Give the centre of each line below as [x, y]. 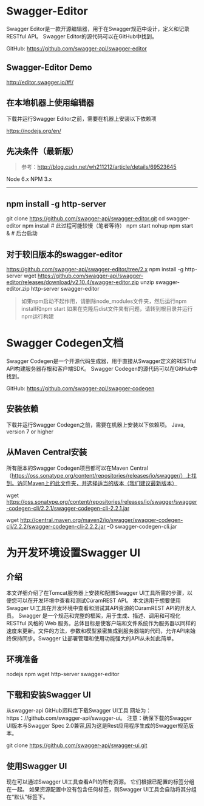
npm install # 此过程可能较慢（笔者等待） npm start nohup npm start [107, 226]
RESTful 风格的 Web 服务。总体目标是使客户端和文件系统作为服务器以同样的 [101, 623]
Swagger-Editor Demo [49, 68]
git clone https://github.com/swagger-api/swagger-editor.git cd [86, 218]
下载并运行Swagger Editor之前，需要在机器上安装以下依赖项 [81, 118]
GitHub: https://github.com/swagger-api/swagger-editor [77, 48]
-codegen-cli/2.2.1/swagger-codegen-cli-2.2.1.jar [68, 508]
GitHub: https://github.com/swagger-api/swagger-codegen [80, 388]
